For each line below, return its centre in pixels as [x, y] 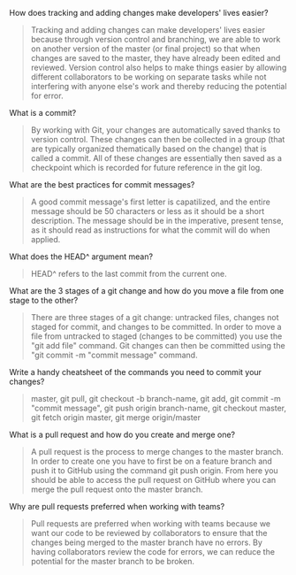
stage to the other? [44, 300]
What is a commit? [43, 113]
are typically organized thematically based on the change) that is [148, 149]
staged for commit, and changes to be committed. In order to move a [156, 327]
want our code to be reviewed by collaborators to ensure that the [149, 533]
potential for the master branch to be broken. [112, 561]
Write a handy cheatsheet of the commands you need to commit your [136, 372]
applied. [46, 239]
